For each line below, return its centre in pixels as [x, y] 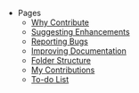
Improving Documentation [79, 51]
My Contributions [63, 70]
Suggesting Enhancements [81, 32]
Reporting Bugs [60, 41]
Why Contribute [60, 22]
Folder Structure [61, 60]
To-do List [50, 79]
